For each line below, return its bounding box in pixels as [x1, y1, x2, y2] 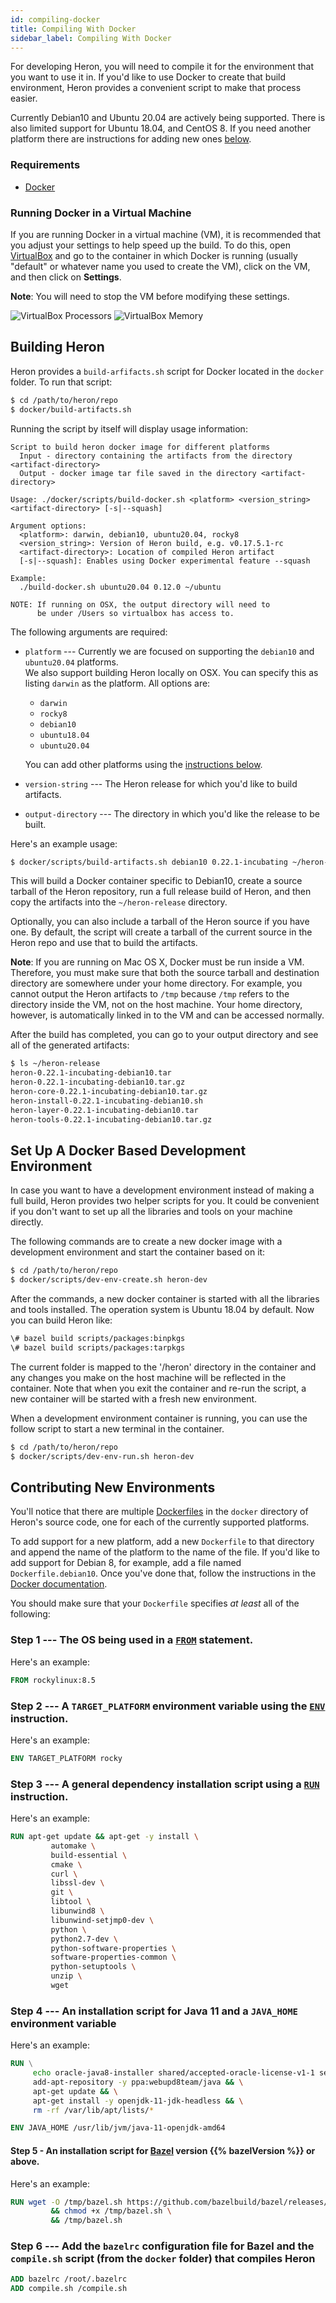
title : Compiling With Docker [10, 24, 137, 34]
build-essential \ [50, 1850, 128, 1860]
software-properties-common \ [50, 1952, 177, 1963]
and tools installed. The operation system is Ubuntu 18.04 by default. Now [10, 1304, 315, 1316]
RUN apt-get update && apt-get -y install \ [10, 1832, 199, 1842]
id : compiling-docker [10, 14, 101, 25]
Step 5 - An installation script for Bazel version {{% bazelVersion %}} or [10, 2144, 316, 2156]
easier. [10, 92, 38, 105]
